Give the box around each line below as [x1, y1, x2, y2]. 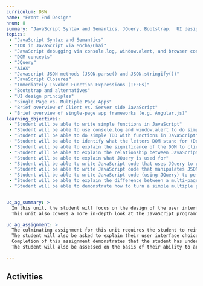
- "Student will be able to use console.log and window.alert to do [8, 127, 185, 133]
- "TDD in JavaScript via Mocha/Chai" [8, 43, 107, 49]
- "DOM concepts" [8, 54, 53, 60]
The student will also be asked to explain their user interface [11, 233, 180, 239]
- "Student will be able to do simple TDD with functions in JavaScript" [8, 132, 199, 139]
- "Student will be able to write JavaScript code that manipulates [8, 166, 185, 172]
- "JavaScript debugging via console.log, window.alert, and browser [8, 48, 188, 54]
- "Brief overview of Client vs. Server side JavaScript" [8, 104, 158, 111]
